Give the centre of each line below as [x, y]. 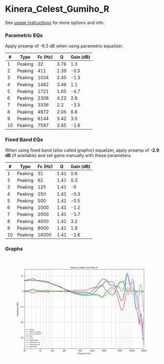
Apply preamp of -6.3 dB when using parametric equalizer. [64, 46]
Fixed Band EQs [24, 139]
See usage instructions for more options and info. [55, 23]
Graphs [14, 249]
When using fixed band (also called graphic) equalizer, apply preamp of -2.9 [82, 150]
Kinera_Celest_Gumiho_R [57, 9]
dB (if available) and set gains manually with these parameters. [69, 156]
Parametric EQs [24, 35]
